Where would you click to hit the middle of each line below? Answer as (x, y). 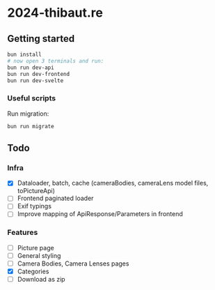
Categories (33, 271)
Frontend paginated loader (55, 198)
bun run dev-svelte (35, 81)
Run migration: (28, 114)
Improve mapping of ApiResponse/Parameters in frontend (100, 214)
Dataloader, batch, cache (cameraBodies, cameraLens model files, (113, 183)
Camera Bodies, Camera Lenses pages (73, 264)
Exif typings (34, 206)
